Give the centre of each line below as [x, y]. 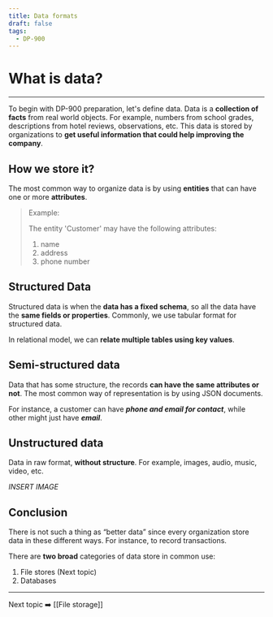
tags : [17, 31]
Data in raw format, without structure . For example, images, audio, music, [133, 463]
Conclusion [38, 512]
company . [26, 144]
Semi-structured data [64, 365]
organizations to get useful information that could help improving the [126, 135]
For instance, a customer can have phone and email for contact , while [127, 409]
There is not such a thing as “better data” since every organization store [129, 532]
